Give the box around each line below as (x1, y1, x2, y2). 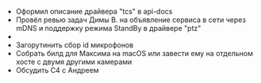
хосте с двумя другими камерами (15, 57, 132, 66)
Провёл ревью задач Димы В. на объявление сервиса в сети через (15, 15, 246, 25)
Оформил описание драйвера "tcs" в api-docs (15, 7, 173, 16)
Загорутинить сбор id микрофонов (15, 40, 134, 50)
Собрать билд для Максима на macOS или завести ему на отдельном (15, 49, 254, 58)
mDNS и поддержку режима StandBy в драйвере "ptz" (15, 24, 202, 32)
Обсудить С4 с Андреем (15, 66, 99, 74)
